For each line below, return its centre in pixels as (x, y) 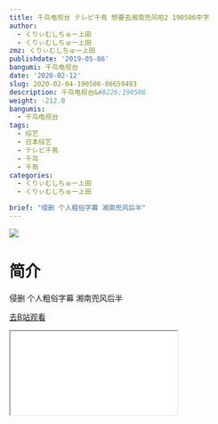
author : (24, 26)
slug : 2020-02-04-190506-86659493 (73, 84)
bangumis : (28, 109)
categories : (31, 175)
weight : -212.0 (37, 100)
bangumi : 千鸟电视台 (44, 68)
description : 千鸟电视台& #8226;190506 (78, 92)
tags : (19, 126)
